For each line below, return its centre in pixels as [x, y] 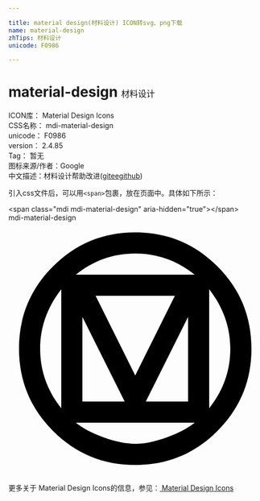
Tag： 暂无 [26, 156]
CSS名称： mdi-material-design [61, 126]
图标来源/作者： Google [46, 166]
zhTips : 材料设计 [35, 38]
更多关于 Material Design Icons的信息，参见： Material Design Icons [121, 488]
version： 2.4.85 [36, 146]
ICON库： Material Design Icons [61, 116]
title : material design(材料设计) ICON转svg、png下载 [95, 23]
